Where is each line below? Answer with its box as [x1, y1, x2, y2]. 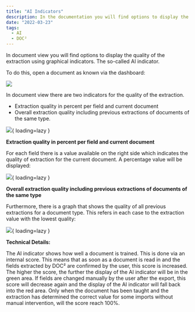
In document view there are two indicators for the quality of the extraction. [6, 92, 185, 98]
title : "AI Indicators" [6, 8, 64, 15]
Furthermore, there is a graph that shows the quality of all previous [6, 203, 166, 210]
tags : [6, 24, 19, 31]
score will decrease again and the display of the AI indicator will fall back [6, 281, 181, 288]
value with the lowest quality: [6, 215, 76, 222]
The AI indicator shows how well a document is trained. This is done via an [6, 250, 185, 257]
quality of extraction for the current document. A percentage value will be [6, 156, 183, 163]
